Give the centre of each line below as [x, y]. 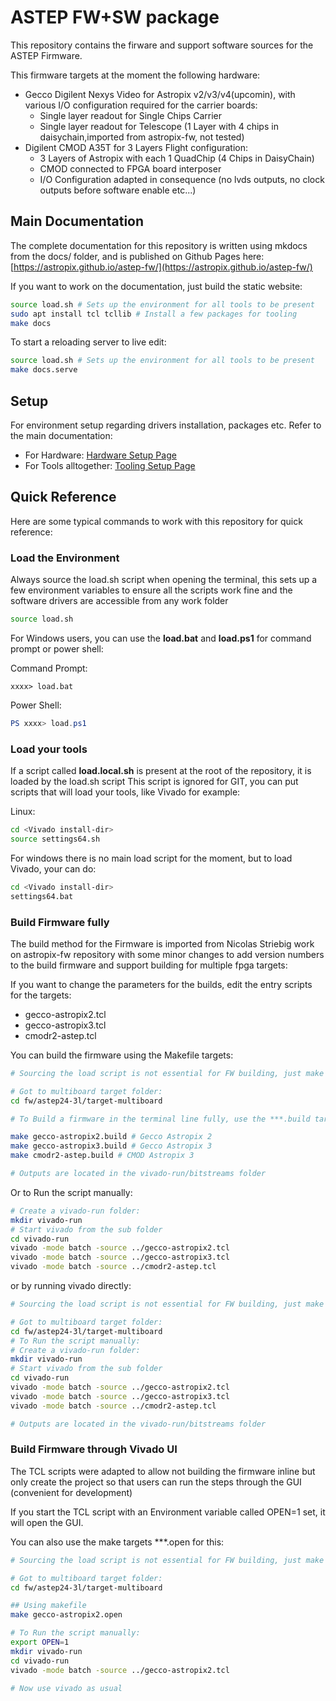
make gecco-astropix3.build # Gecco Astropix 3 [111, 1146]
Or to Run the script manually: [71, 1192]
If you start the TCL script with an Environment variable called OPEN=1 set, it [168, 1512]
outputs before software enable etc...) [118, 190]
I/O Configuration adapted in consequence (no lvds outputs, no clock [182, 179]
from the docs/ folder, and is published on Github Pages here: [137, 256]
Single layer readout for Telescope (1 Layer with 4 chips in [159, 126]
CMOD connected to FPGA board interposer [130, 168]
